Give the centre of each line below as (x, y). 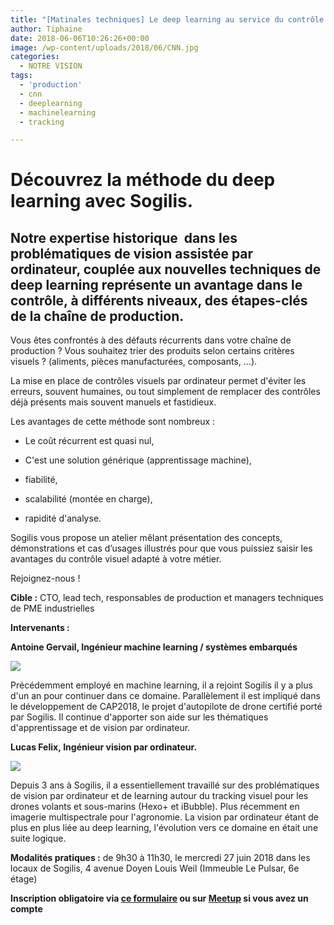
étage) (24, 879)
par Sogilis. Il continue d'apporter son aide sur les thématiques (139, 717)
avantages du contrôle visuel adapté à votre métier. (116, 559)
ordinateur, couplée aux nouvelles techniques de (166, 269)
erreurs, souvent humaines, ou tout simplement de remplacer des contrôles (165, 392)
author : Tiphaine (46, 29)
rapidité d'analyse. (63, 518)
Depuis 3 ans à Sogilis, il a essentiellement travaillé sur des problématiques (165, 785)
